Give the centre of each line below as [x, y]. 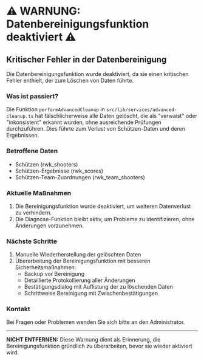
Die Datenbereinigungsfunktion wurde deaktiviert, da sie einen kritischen [97, 74]
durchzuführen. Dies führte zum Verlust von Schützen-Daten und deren [96, 129]
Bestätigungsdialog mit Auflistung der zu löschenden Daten [98, 287]
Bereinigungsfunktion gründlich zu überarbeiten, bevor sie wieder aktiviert [99, 346]
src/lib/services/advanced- [141, 110]
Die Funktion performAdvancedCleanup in [56, 109]
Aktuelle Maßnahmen [39, 193]
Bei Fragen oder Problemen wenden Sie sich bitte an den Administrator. [96, 322]
